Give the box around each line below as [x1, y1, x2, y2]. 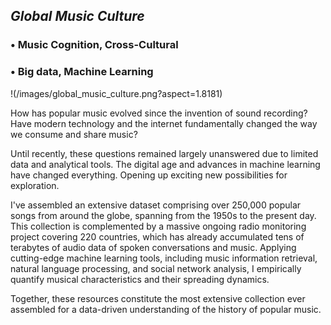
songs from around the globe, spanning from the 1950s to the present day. [10, 209, 317, 221]
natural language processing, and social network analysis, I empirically [10, 262, 302, 274]
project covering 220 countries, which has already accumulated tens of [10, 230, 305, 243]
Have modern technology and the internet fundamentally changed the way [10, 117, 318, 129]
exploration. [10, 179, 60, 191]
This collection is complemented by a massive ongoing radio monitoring [10, 220, 307, 232]
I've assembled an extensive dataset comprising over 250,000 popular [10, 199, 302, 211]
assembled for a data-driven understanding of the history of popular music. [10, 303, 322, 315]
